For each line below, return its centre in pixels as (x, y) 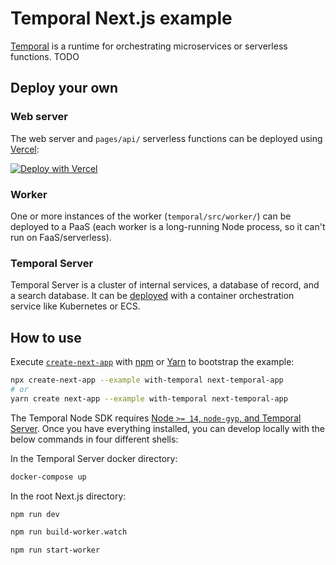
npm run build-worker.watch (69, 532)
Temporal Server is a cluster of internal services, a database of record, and (165, 285)
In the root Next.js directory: (68, 496)
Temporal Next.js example (121, 18)
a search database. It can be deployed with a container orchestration (152, 296)
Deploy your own (64, 88)
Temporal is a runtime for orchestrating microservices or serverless (149, 46)
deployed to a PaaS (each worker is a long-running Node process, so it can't (168, 226)
